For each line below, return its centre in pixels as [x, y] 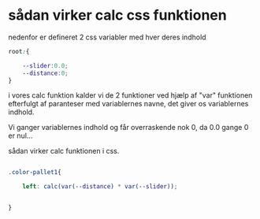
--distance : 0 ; [45, 73]
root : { [19, 51]
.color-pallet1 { [35, 173]
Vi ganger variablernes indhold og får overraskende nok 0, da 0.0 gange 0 [128, 128]
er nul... [20, 135]
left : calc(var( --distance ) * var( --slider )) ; [100, 187]
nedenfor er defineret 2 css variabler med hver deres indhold [107, 37]
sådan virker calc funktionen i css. [64, 151]
